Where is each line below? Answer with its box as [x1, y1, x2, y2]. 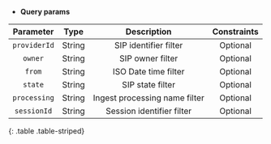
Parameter [12, 26, 54, 37]
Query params [19, 7, 71, 16]
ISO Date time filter [112, 66, 185, 77]
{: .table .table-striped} [8, 126, 85, 136]
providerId [12, 40, 54, 49]
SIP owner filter [118, 53, 179, 64]
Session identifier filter [105, 105, 192, 116]
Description [125, 26, 172, 37]
